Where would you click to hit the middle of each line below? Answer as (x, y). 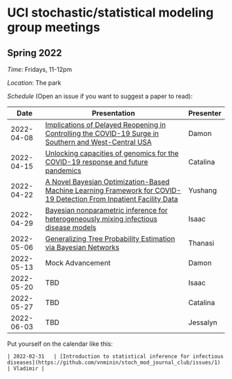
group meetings (54, 27)
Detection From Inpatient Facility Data (117, 199)
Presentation (114, 113)
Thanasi (201, 243)
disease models (71, 227)
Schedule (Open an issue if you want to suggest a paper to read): (100, 96)
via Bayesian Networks (82, 247)
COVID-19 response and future (97, 162)
